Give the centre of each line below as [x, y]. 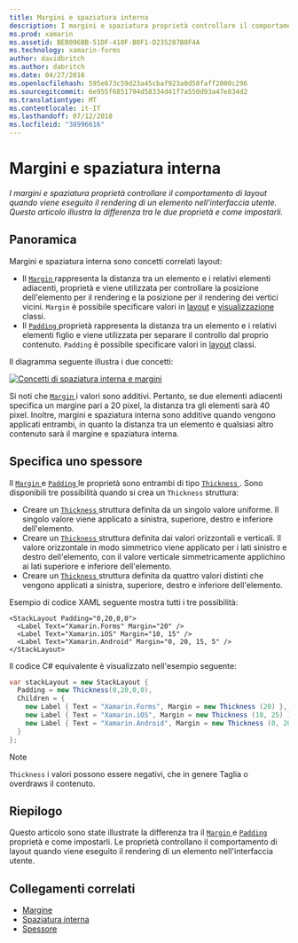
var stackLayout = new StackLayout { [79, 682]
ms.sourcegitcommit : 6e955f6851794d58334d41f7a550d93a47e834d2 [129, 91]
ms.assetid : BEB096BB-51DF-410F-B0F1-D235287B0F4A [105, 42]
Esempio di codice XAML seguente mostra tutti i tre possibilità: [124, 602]
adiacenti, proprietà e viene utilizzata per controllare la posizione [140, 287]
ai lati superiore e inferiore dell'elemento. [97, 566]
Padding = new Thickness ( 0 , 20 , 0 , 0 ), [85, 690]
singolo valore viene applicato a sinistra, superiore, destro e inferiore [147, 519]
